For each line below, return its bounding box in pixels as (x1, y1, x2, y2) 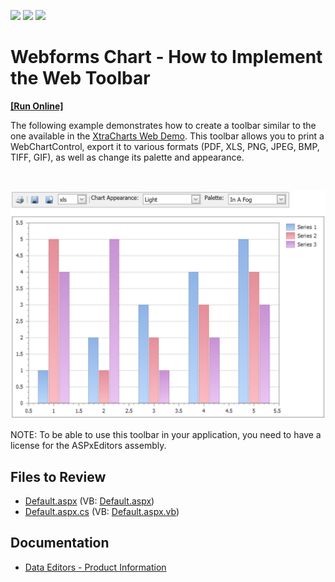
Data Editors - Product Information (24, 561, 167, 573)
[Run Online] (10, 100, 64, 112)
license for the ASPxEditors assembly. (10, 440, 167, 452)
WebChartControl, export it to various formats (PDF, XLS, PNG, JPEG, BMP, (10, 140, 320, 152)
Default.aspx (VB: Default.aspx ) (24, 495, 155, 507)
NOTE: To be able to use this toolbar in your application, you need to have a (10, 429, 322, 441)
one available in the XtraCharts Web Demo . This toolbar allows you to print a (10, 130, 325, 142)
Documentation (10, 535, 110, 552)
